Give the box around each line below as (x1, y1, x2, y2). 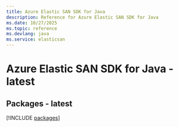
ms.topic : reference (6, 25, 58, 32)
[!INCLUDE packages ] (6, 114, 60, 121)
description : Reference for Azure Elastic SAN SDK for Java (6, 14, 159, 20)
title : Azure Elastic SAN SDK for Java (6, 8, 106, 15)
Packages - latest (6, 98, 73, 109)
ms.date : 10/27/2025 (6, 20, 58, 26)
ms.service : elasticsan (6, 36, 66, 42)
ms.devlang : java (6, 31, 50, 37)
